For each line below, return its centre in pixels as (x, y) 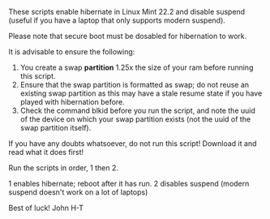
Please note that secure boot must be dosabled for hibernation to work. (128, 36)
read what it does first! (46, 152)
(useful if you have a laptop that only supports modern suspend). (117, 20)
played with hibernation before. (73, 102)
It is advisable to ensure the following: (72, 52)
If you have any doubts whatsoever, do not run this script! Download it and (133, 144)
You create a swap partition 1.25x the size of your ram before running (137, 67)
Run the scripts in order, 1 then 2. (64, 168)
